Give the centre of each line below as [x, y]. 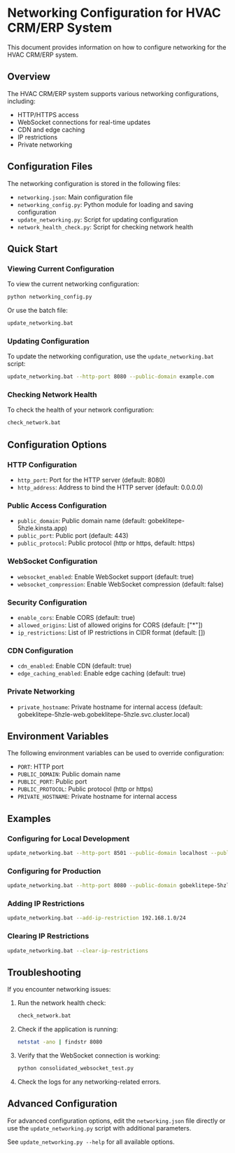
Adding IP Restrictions [46, 903]
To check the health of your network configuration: [80, 410]
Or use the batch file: [38, 311]
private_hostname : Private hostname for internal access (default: [110, 707]
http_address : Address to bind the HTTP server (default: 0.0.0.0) [110, 487]
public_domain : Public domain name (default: [82, 521]
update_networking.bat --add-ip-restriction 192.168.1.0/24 [97, 918]
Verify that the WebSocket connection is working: [89, 1055]
